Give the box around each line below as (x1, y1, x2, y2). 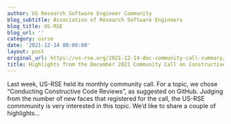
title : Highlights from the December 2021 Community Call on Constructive (7, 61, 226, 68)
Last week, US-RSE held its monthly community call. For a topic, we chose (7, 79, 218, 88)
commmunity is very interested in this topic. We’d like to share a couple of (7, 101, 217, 110)
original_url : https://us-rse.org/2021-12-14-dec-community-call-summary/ (7, 55, 226, 62)
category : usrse (7, 36, 54, 42)
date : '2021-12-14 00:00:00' (7, 42, 91, 49)
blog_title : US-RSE (7, 23, 63, 29)
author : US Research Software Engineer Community (7, 10, 153, 17)
